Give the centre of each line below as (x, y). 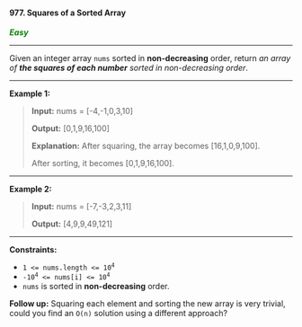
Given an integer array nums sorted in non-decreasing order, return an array (150, 58)
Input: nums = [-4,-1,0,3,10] (82, 111)
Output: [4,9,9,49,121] (72, 224)
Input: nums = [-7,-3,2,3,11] (81, 207)
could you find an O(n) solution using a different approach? (118, 314)
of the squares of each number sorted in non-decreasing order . (129, 68)
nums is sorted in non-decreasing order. (96, 287)
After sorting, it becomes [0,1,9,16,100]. (103, 163)
